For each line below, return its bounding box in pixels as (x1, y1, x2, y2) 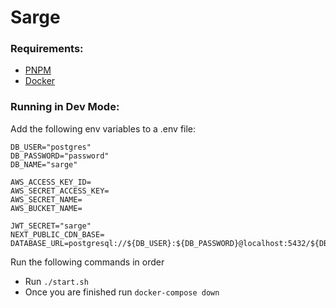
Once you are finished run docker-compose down (24, 286, 220, 298)
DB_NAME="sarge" (10, 159, 78, 170)
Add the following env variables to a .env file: (10, 122, 197, 135)
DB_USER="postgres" (10, 142, 92, 152)
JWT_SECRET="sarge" (10, 221, 92, 231)
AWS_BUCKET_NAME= (10, 203, 83, 213)
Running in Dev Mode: (10, 100, 120, 114)
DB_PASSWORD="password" (10, 151, 110, 161)
